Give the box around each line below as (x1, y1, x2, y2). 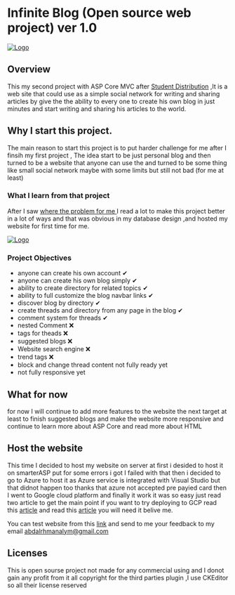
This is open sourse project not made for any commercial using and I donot (7, 565, 224, 574)
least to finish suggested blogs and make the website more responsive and (7, 414, 224, 423)
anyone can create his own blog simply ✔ (17, 276, 138, 285)
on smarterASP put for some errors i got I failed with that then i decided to (7, 469, 221, 477)
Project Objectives (7, 253, 72, 263)
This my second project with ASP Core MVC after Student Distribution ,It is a (7, 82, 228, 91)
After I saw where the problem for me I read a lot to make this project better (7, 207, 226, 215)
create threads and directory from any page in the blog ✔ (17, 306, 184, 315)
